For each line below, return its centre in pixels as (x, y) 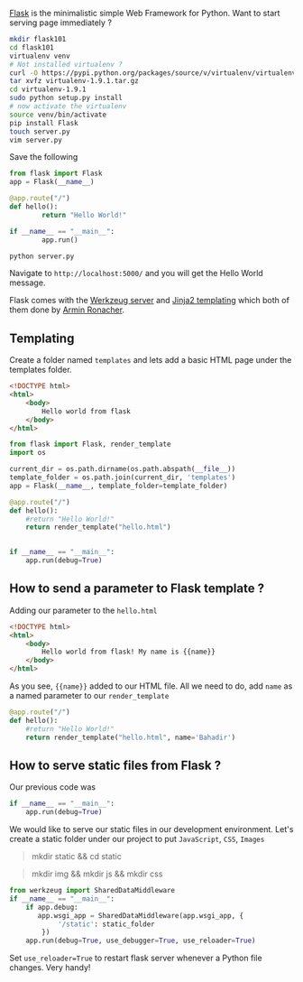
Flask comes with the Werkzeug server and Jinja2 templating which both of (150, 301)
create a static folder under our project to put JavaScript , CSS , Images (137, 839)
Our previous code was (53, 787)
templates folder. (41, 370)
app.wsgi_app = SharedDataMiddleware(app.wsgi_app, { (141, 915)
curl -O (24, 73)
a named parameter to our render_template (89, 695)
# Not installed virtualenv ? (66, 64)
